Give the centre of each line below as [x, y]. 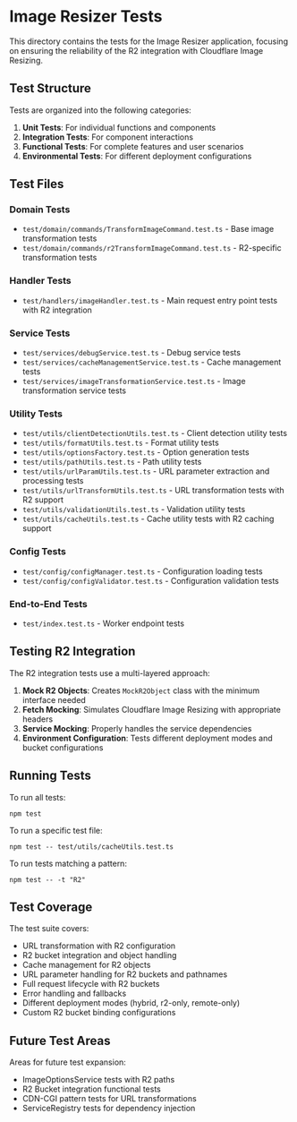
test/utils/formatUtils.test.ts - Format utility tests [120, 443]
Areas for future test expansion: [68, 1062]
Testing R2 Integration [72, 651]
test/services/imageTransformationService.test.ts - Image [134, 381]
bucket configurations [63, 747]
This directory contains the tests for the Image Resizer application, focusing [149, 41]
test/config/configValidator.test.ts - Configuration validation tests [150, 580]
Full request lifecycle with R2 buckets [91, 984]
